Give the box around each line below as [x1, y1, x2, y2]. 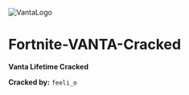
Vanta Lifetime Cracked [8, 61, 88, 71]
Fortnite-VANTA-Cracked [8, 36, 182, 53]
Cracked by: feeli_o [8, 77, 78, 87]
